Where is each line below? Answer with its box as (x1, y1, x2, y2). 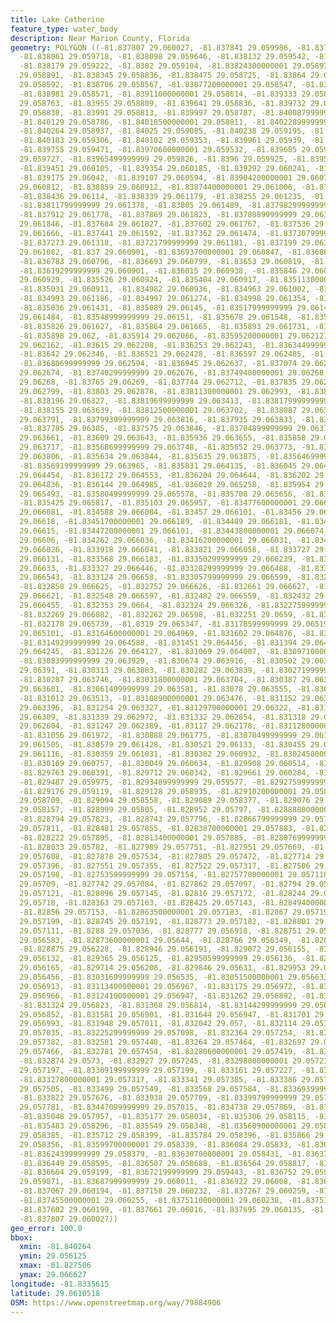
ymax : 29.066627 (19, 1270, 87, 1280)
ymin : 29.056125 (19, 1251, 87, 1261)
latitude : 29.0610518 (10, 1288, 101, 1298)
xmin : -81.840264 (19, 1242, 92, 1252)
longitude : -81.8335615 (10, 1279, 110, 1289)
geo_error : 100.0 (10, 1223, 83, 1233)
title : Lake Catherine (10, 14, 105, 25)
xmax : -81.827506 (19, 1261, 92, 1271)
